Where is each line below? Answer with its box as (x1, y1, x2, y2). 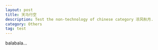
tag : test (5, 26, 27, 31)
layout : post (5, 7, 33, 13)
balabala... (5, 40, 27, 46)
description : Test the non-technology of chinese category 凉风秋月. (5, 17, 153, 22)
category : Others (5, 21, 42, 27)
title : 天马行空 (5, 12, 37, 17)
